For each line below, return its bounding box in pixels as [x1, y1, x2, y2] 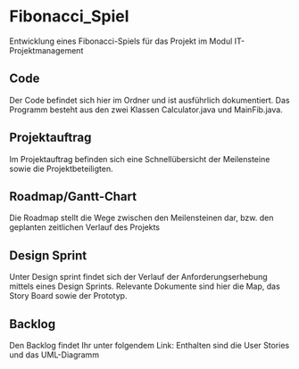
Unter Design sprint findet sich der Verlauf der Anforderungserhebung [9, 272, 268, 283]
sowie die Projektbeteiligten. [9, 163, 113, 174]
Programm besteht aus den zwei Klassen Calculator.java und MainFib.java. [9, 104, 283, 115]
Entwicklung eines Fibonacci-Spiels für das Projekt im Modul [9, 36, 233, 46]
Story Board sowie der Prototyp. [9, 291, 128, 301]
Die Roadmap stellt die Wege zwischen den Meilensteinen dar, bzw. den [9, 212, 274, 224]
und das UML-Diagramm [9, 349, 100, 360]
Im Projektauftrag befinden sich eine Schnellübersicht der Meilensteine [9, 153, 270, 164]
